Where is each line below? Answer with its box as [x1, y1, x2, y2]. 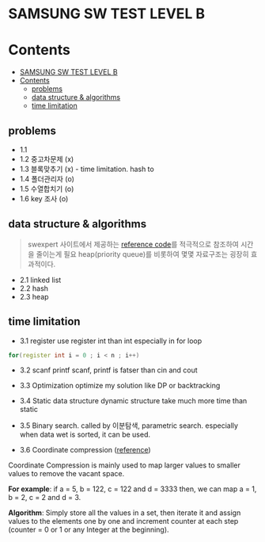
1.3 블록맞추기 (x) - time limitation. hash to [19, 164, 154, 174]
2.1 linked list [19, 275, 62, 284]
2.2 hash [19, 283, 49, 293]
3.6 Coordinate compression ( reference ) [19, 445, 152, 455]
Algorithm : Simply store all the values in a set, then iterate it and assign [8, 508, 241, 517]
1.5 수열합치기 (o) [19, 184, 74, 193]
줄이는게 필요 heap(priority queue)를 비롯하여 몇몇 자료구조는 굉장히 [36, 249, 249, 258]
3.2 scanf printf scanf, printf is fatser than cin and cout [19, 365, 198, 375]
